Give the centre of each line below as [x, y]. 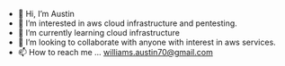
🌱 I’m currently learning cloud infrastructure [98, 33]
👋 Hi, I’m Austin [46, 14]
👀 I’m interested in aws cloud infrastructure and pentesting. [128, 23]
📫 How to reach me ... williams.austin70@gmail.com [115, 52]
